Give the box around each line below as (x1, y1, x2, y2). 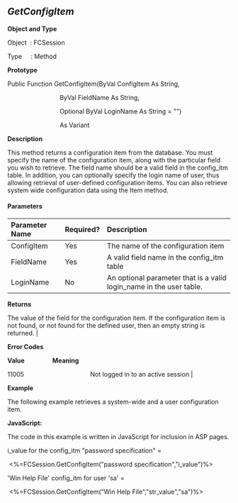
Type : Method (7, 52, 57, 60)
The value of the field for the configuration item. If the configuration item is (7, 314, 225, 322)
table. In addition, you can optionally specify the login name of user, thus (7, 170, 220, 179)
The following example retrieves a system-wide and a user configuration (7, 397, 219, 407)
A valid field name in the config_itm (106, 253, 224, 262)
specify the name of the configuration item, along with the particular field (7, 155, 221, 164)
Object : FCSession (7, 38, 65, 47)
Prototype (7, 65, 38, 74)
